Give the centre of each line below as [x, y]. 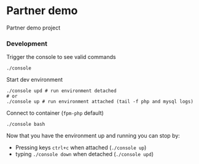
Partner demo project [33, 28]
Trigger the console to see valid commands [61, 57]
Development [27, 44]
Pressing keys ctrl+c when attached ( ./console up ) [81, 147]
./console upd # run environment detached [61, 91]
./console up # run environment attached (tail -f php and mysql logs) [100, 102]
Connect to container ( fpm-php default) [55, 113]
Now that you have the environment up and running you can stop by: [93, 136]
